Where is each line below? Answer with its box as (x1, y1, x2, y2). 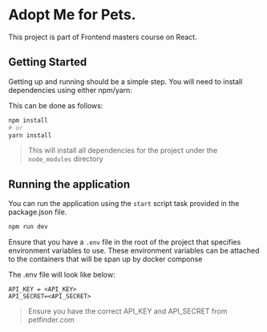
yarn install (8, 131, 52, 140)
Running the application (8, 177, 131, 191)
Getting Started (8, 55, 87, 69)
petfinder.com (27, 315, 75, 325)
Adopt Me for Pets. (8, 6, 136, 24)
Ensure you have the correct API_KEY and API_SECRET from (27, 306, 228, 316)
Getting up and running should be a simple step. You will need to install (8, 76, 243, 86)
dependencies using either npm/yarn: (8, 85, 132, 95)
